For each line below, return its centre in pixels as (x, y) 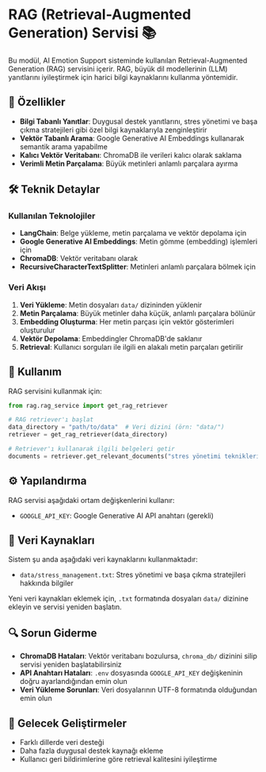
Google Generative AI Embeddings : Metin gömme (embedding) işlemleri (139, 242)
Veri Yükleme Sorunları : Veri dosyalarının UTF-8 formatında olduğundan (138, 690)
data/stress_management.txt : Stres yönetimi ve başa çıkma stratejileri (133, 575)
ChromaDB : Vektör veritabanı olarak (79, 259)
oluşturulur (37, 330)
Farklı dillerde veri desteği (62, 743)
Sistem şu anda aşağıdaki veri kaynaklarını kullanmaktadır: (103, 559)
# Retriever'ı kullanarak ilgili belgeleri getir (92, 449)
